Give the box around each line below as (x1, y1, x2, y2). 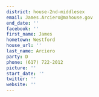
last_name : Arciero (6, 48, 56, 54)
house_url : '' (6, 43, 42, 49)
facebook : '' (6, 25, 39, 32)
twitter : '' (6, 76, 36, 82)
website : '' (6, 82, 36, 88)
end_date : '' (6, 20, 39, 26)
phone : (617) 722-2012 (6, 59, 63, 65)
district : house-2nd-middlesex (6, 8, 85, 15)
